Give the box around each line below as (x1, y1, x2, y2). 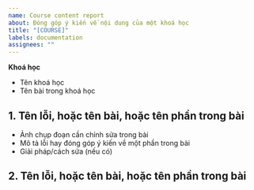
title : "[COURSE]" (8, 26, 69, 34)
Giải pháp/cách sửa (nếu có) (19, 147, 113, 156)
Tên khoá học (19, 78, 65, 88)
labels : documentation (8, 33, 83, 42)
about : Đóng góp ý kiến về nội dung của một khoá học (8, 19, 190, 27)
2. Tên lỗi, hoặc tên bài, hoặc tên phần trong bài (8, 170, 247, 183)
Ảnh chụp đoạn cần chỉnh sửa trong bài (19, 129, 149, 139)
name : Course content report (8, 11, 104, 20)
